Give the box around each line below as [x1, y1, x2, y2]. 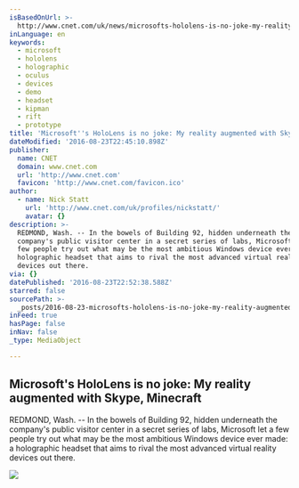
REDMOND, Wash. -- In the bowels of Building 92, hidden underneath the [9, 414, 278, 425]
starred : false [9, 286, 66, 295]
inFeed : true [9, 311, 58, 321]
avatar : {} [25, 211, 66, 221]
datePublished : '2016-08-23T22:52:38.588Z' [9, 278, 174, 287]
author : [9, 187, 38, 196]
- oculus [17, 71, 50, 80]
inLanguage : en [9, 29, 66, 38]
